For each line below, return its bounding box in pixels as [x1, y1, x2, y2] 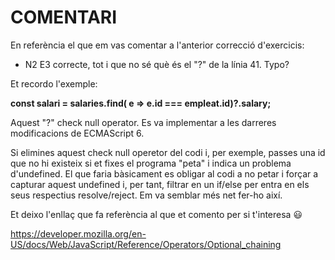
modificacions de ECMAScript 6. [10, 127, 145, 139]
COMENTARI [10, 6, 118, 29]
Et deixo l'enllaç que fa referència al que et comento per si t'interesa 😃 [10, 208, 303, 220]
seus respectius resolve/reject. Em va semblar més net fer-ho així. [10, 189, 283, 201]
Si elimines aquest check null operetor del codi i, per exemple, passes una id [10, 146, 326, 158]
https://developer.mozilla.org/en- [10, 227, 147, 240]
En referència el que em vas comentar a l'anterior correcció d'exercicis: [10, 39, 305, 51]
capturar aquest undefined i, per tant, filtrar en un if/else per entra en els [10, 178, 310, 190]
